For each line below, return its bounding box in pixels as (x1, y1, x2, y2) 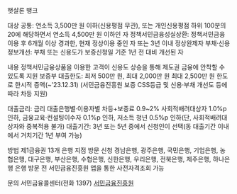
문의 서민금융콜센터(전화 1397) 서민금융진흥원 (7, 179, 134, 187)
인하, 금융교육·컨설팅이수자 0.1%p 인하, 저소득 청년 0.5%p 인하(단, (7, 113, 192, 122)
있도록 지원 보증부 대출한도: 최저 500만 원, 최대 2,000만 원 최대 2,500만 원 (7, 72, 215, 80)
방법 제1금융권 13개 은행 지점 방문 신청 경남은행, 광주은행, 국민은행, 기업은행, (7, 146, 219, 154)
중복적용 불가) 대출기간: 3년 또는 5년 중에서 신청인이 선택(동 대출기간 (26, 122, 216, 130)
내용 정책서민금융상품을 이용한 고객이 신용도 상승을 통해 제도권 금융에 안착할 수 (7, 63, 226, 71)
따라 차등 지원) (7, 89, 48, 98)
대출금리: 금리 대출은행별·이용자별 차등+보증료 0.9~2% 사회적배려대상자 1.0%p (7, 105, 227, 113)
